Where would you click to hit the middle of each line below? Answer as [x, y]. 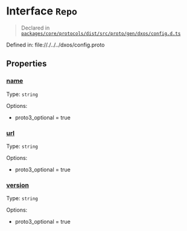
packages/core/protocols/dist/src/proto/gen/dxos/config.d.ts [101, 33]
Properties [27, 64]
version [17, 185]
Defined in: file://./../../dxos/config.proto [55, 45]
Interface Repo [42, 11]
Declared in [35, 28]
